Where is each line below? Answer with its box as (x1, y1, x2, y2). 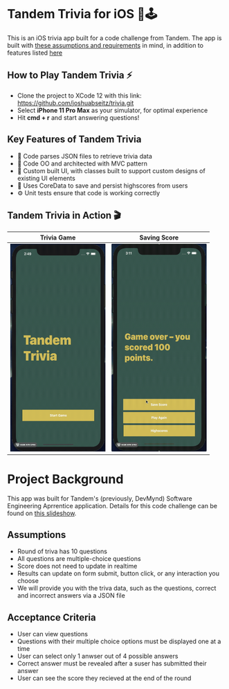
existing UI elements (17, 174, 76, 182)
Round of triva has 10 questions (17, 547, 107, 555)
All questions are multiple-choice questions (17, 555, 141, 563)
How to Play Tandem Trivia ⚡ (7, 69, 133, 81)
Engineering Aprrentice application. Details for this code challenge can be (7, 501, 218, 510)
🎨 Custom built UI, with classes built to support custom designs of (17, 166, 205, 175)
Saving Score (139, 233, 179, 242)
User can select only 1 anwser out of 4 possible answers (17, 652, 178, 661)
